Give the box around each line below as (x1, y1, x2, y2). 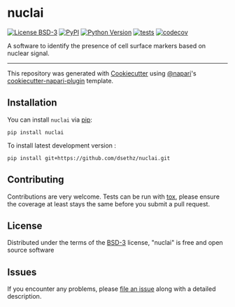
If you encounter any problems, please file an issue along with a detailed (7, 285, 216, 293)
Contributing (7, 173, 64, 186)
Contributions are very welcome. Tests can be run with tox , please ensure (7, 192, 220, 201)
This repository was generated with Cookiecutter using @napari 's (7, 69, 197, 78)
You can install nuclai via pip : (7, 115, 93, 124)
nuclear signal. (7, 49, 50, 57)
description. (7, 292, 42, 301)
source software (7, 246, 55, 255)
